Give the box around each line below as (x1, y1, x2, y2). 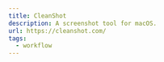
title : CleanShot (8, 11, 67, 20)
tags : (8, 34, 27, 43)
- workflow (15, 42, 53, 50)
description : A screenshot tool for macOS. (8, 19, 158, 27)
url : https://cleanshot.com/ (8, 27, 107, 35)
